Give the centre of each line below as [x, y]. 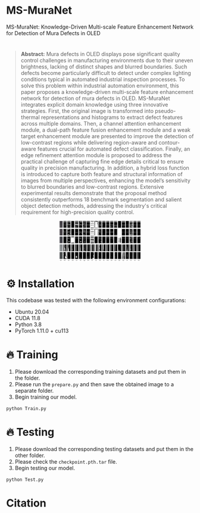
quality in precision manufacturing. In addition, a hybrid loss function [105, 168]
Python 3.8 [28, 324]
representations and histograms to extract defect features [112, 117]
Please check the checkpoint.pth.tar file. [66, 462]
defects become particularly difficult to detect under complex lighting [106, 73]
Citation [26, 503]
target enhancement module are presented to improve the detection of [107, 136]
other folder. [30, 455]
